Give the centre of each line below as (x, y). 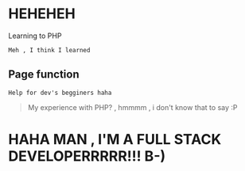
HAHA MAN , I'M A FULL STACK (115, 139)
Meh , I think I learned (49, 50)
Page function (44, 75)
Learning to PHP (35, 36)
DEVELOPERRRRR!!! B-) (87, 156)
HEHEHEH (42, 14)
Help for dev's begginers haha (60, 93)
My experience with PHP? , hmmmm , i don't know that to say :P (132, 107)
